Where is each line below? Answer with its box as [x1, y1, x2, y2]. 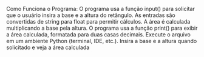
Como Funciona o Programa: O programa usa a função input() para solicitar [6, 5, 195, 12]
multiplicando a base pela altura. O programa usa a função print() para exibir [6, 24, 198, 32]
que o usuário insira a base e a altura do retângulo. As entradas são [6, 12, 175, 19]
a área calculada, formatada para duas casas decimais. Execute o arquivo [6, 31, 191, 38]
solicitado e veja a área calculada [6, 44, 90, 51]
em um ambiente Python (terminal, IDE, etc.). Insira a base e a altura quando [6, 38, 197, 44]
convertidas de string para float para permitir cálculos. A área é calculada [6, 18, 191, 25]
